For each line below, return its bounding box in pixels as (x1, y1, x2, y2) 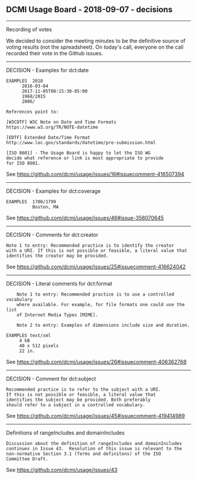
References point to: (6, 109, 59, 115)
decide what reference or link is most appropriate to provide (6, 155, 164, 161)
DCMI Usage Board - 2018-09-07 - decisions (6, 5, 173, 15)
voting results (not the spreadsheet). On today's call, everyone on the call (6, 43, 184, 51)
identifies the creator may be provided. (6, 253, 109, 259)
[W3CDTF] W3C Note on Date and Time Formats (6, 119, 117, 125)
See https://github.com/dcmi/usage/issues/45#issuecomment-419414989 (6, 412, 185, 419)
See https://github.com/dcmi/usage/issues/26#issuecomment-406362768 (6, 358, 187, 365)
